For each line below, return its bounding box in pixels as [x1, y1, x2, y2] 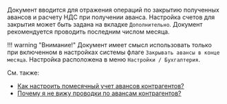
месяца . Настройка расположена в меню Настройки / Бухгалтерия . [7, 55, 201, 64]
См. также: [7, 68, 40, 77]
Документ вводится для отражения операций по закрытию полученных [7, 6, 220, 14]
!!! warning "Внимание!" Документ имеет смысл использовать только [7, 41, 212, 49]
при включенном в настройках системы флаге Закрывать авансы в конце [7, 48, 220, 56]
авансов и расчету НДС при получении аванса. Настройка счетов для [7, 13, 215, 21]
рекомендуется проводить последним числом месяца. [7, 27, 170, 36]
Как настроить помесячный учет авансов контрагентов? [17, 82, 184, 90]
